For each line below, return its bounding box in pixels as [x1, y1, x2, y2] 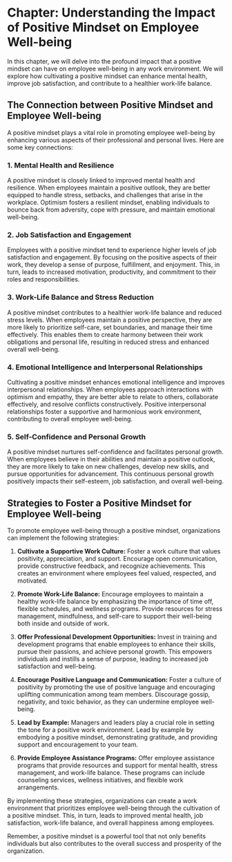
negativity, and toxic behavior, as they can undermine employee [17, 697, 199, 706]
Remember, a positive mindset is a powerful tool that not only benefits [7, 832, 206, 841]
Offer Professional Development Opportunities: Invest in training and [17, 633, 217, 641]
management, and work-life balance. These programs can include [17, 769, 205, 777]
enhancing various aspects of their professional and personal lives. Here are [7, 136, 224, 144]
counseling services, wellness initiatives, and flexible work [17, 776, 184, 785]
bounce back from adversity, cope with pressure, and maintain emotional [7, 205, 215, 214]
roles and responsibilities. [7, 275, 80, 284]
